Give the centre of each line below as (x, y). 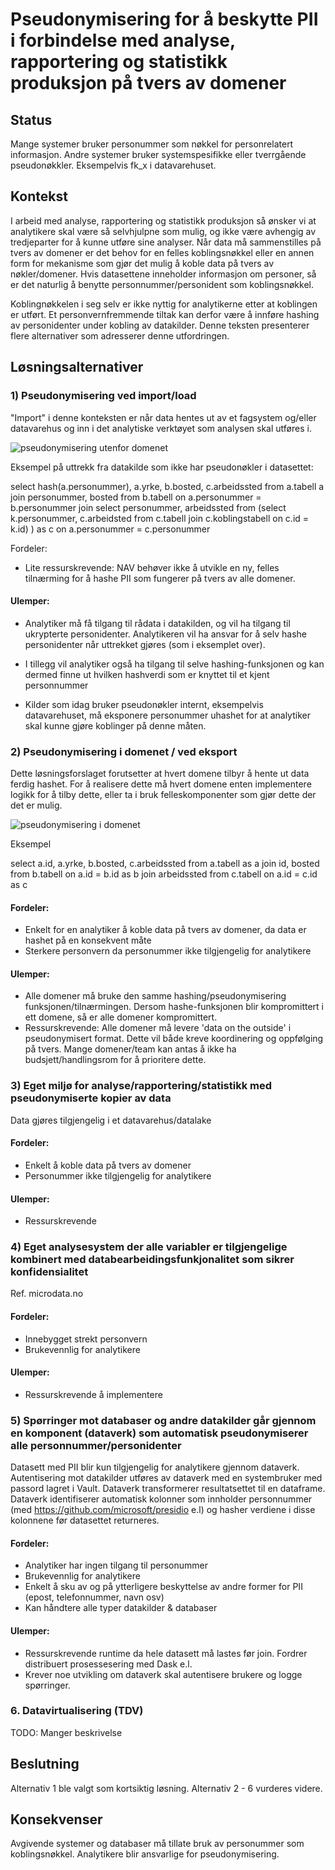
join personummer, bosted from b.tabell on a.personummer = (136, 497)
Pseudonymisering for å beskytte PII (164, 19)
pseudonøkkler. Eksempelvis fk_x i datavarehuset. (113, 165)
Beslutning (45, 1764)
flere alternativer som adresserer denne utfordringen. (120, 335)
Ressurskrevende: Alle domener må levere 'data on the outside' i (158, 1028)
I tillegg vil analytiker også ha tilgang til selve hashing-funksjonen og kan (174, 664)
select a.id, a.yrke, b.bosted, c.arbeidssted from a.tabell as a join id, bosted (165, 863)
